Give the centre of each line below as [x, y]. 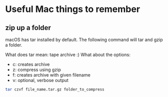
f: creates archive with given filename [51, 75]
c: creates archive [31, 64]
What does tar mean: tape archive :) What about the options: [68, 54]
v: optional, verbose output [40, 80]
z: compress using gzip [37, 69]
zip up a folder [28, 28]
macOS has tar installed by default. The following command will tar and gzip [84, 39]
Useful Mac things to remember [73, 9]
